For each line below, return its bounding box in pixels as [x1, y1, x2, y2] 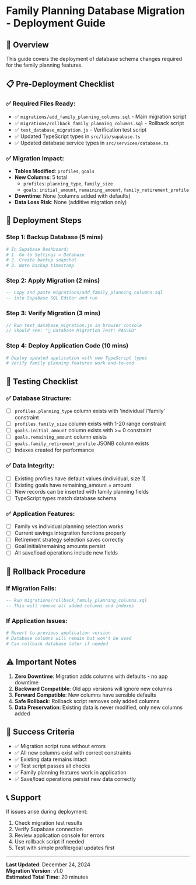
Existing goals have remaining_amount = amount [14, 481, 131, 488]
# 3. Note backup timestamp [6, 263, 75, 268]
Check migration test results [14, 819, 83, 827]
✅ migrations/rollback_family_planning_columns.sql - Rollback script [14, 119, 184, 126]
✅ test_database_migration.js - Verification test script [14, 126, 147, 133]
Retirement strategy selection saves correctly [14, 536, 124, 543]
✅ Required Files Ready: [6, 99, 76, 108]
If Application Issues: [6, 617, 68, 625]
